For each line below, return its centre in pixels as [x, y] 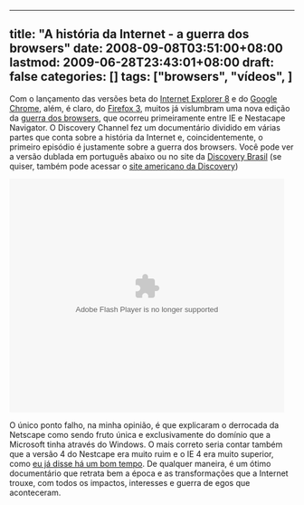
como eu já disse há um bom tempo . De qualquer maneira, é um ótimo [140, 463]
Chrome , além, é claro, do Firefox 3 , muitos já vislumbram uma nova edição [150, 108]
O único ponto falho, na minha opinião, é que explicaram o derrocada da [144, 425]
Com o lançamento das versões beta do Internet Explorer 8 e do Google [143, 98]
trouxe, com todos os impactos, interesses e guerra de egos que [130, 482]
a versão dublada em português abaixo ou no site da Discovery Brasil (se [146, 156]
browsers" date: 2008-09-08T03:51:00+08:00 [146, 49]
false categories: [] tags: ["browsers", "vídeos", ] [151, 77]
